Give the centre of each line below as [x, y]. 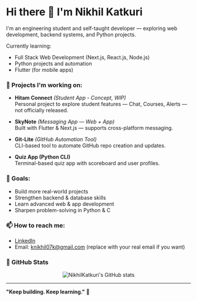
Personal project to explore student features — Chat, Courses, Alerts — [101, 104]
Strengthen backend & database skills [60, 198]
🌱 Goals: [18, 179]
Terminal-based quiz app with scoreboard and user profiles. [87, 163]
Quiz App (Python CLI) [42, 157]
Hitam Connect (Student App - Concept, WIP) [70, 98]
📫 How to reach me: [36, 226]
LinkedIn [25, 240]
